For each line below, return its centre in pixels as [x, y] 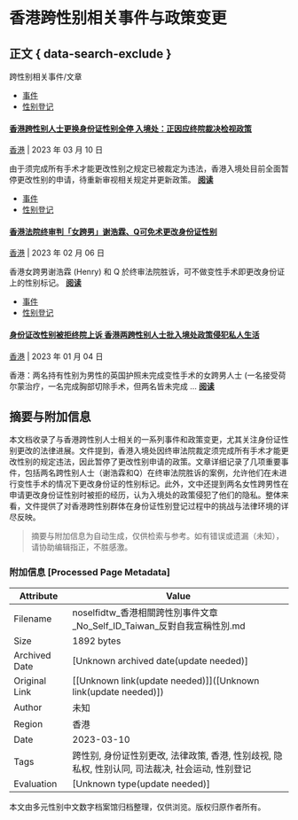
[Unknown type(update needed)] [141, 784]
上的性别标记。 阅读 [45, 283]
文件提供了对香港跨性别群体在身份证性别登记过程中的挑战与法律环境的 [153, 506]
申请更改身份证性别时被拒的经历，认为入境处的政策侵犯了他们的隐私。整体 [145, 495]
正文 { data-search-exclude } [90, 54]
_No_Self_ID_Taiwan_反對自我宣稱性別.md [159, 626]
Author [28, 707]
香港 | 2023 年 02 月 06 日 [57, 253]
